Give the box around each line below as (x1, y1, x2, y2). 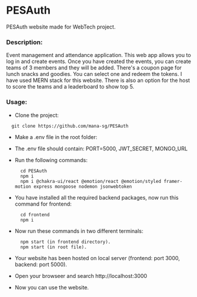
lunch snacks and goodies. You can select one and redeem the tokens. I (6, 71, 182, 78)
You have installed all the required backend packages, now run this (14, 194, 179, 201)
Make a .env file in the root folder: (14, 133, 98, 140)
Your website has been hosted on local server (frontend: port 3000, (14, 254, 180, 261)
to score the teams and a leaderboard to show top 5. (6, 83, 135, 90)
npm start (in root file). (20, 244, 87, 250)
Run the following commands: (14, 156, 88, 163)
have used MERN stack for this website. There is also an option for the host (6, 77, 190, 84)
